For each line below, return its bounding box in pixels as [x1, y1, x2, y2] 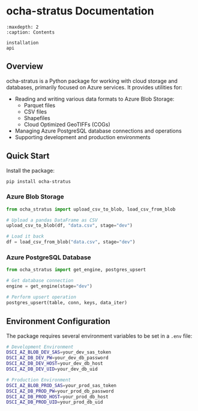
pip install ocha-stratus [6, 178, 71, 184]
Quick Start [6, 151, 50, 161]
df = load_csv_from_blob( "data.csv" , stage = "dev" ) [6, 239, 136, 245]
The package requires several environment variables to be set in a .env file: [6, 332, 193, 340]
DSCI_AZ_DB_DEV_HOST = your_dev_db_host [6, 361, 103, 367]
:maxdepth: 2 [6, 24, 39, 30]
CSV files [23, 108, 47, 115]
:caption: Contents [6, 29, 55, 35]
